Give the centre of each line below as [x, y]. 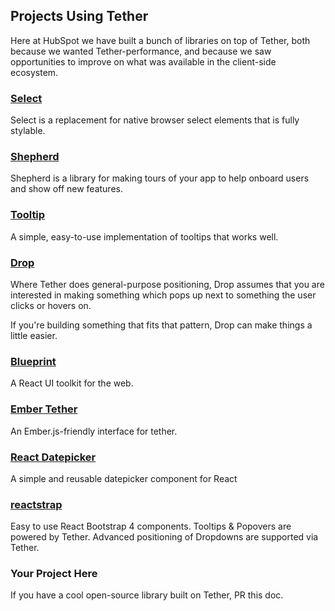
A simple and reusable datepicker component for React [124, 478]
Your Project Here [54, 574]
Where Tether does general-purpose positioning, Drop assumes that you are [167, 284]
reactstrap [36, 504]
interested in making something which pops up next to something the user [163, 295]
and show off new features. [66, 189]
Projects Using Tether [79, 16]
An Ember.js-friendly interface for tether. [94, 431]
